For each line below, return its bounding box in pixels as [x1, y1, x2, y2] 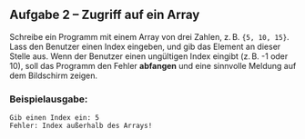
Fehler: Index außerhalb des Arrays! [9, 122, 153, 131]
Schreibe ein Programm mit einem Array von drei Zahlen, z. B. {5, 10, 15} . [9, 31, 290, 42]
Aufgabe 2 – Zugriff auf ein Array [9, 7, 200, 23]
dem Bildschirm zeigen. [9, 70, 98, 81]
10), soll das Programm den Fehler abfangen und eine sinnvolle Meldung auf [9, 60, 297, 71]
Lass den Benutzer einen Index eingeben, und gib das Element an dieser [9, 41, 281, 52]
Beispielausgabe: [9, 93, 88, 105]
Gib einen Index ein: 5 [9, 114, 100, 123]
